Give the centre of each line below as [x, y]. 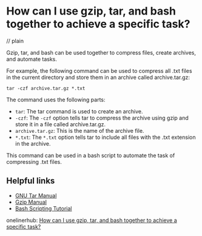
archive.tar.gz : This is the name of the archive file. [79, 130]
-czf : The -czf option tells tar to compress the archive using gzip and [102, 118]
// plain [15, 41]
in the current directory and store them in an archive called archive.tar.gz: [98, 77]
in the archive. [33, 143]
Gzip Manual [31, 202]
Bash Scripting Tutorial [43, 208]
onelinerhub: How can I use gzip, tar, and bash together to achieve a [92, 220]
